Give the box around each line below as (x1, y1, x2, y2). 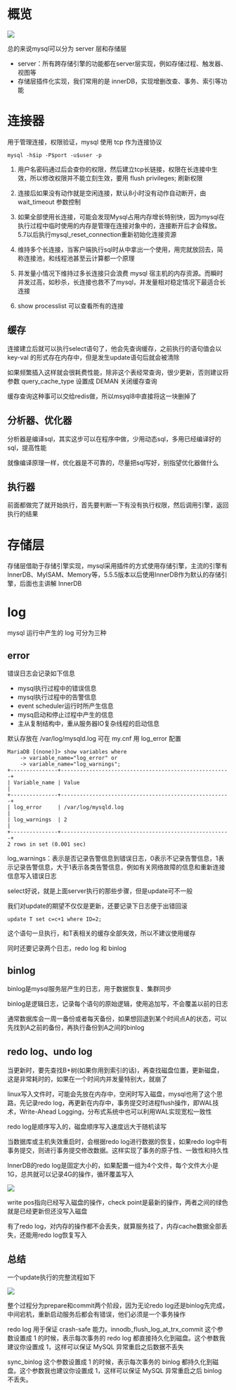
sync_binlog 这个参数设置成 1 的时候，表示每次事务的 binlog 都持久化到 (7, 1358, 213, 1366)
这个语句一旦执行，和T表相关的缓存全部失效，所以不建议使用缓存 (7, 929, 197, 937)
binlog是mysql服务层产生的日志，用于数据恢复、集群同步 (7, 984, 172, 992)
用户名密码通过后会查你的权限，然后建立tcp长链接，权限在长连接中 (17, 165, 212, 173)
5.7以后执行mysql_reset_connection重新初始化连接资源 (17, 230, 177, 238)
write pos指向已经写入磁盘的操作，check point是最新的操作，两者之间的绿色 (7, 1198, 228, 1206)
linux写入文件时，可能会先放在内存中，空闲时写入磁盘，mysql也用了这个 (7, 1090, 217, 1098)
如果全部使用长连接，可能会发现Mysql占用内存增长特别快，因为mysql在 (17, 212, 225, 221)
